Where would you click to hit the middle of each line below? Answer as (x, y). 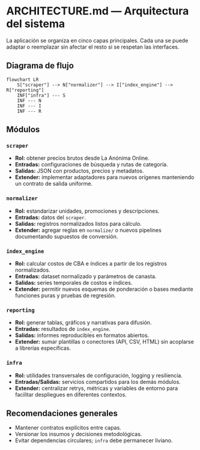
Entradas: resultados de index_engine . (63, 329)
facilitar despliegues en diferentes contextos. (71, 394)
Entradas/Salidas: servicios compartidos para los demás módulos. (98, 382)
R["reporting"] (25, 90)
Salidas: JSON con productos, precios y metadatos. (79, 171)
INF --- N (29, 100)
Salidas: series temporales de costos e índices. (74, 283)
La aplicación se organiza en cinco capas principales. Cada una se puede (97, 40)
